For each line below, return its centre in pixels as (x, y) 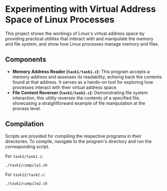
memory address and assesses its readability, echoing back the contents (87, 77)
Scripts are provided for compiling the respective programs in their (73, 136)
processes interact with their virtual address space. (65, 87)
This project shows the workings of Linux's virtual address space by (75, 33)
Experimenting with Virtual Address (81, 9)
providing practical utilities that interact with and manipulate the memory (79, 39)
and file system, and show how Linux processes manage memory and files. (82, 44)
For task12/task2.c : (25, 175)
